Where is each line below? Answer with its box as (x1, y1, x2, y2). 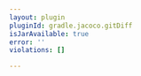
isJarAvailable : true (9, 29, 90, 38)
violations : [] (9, 46, 66, 55)
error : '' (9, 37, 46, 47)
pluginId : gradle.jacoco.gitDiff (9, 21, 133, 30)
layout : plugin (9, 12, 66, 22)
